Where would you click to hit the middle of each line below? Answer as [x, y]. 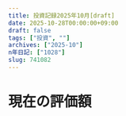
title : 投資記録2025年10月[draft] [61, 15]
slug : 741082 [30, 60]
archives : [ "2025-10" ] [46, 45]
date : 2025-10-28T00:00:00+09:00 [63, 23]
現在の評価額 [50, 102]
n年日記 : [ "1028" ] [37, 52]
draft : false [30, 30]
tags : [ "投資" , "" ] [39, 38]
